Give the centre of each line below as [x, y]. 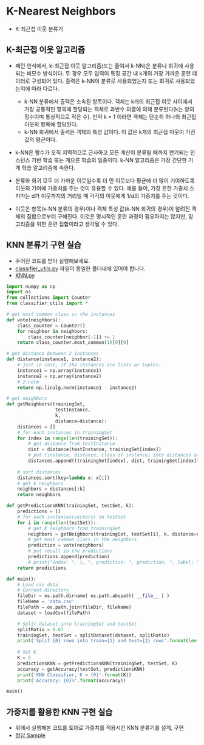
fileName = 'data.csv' [46, 602]
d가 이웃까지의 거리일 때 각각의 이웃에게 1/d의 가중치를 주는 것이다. [110, 195]
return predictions [42, 568]
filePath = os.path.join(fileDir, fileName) [74, 607]
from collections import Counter [49, 298]
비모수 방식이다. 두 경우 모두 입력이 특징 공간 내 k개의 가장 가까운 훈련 [109, 73]
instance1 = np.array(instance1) [59, 370]
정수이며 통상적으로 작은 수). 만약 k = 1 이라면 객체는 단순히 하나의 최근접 [110, 116]
